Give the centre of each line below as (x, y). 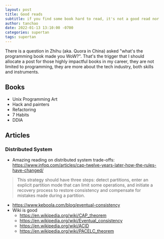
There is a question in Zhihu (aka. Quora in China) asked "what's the (74, 51)
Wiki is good (25, 210)
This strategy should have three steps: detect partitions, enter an (83, 180)
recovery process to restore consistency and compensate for (79, 190)
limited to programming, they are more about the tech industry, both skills (79, 66)
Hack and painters (31, 104)
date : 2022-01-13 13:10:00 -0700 (39, 28)
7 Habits (21, 115)
